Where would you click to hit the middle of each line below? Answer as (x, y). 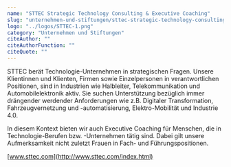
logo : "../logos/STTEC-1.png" (51, 26)
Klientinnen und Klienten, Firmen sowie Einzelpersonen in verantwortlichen (113, 78)
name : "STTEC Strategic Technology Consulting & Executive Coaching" (109, 13)
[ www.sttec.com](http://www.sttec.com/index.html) (80, 156)
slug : (15, 20)
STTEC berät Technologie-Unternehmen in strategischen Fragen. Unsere (111, 71)
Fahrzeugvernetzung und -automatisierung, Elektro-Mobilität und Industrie (113, 108)
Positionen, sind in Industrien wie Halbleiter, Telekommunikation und (104, 86)
